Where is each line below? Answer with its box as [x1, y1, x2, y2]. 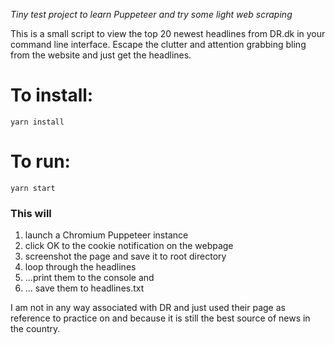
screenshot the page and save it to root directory [24, 250, 227, 263]
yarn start [10, 183, 56, 193]
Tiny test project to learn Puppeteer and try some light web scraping [10, 9, 293, 20]
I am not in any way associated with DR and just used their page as [10, 302, 286, 314]
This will [10, 206, 52, 220]
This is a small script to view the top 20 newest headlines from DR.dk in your [10, 28, 326, 39]
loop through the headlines [24, 261, 137, 273]
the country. [10, 323, 61, 335]
